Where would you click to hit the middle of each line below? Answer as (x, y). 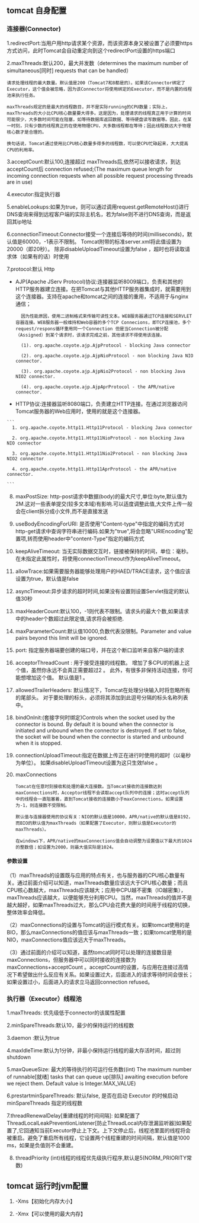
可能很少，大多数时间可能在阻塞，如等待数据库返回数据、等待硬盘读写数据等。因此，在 (97, 119)
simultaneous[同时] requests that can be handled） (69, 71)
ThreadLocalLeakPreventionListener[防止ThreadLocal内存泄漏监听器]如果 (97, 1123)
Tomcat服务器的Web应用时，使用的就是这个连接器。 (78, 411)
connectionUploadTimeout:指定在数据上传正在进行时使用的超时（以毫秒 (103, 755)
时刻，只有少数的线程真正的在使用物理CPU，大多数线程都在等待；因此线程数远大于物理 (101, 126)
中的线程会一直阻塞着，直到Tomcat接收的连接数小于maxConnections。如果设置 (99, 799)
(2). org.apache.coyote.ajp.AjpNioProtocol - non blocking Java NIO (107, 356)
